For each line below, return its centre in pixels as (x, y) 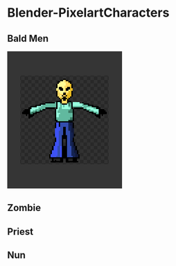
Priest (20, 232)
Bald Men (28, 39)
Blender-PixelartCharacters (88, 13)
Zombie (24, 208)
